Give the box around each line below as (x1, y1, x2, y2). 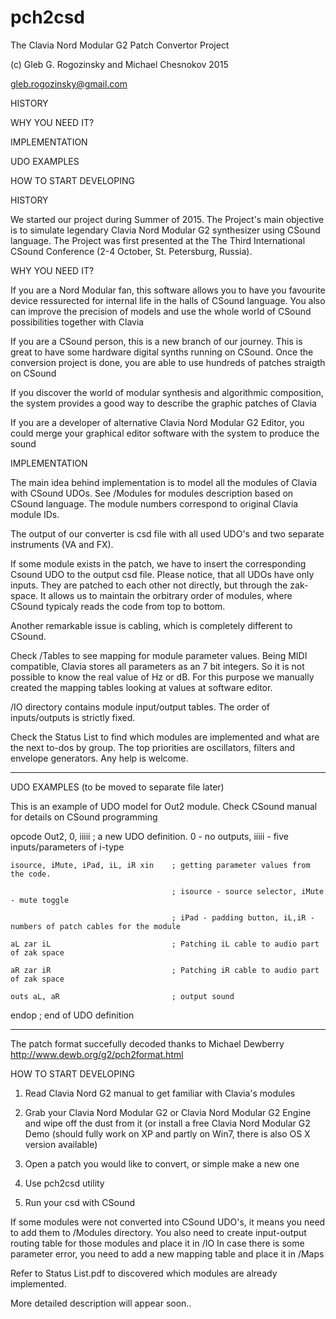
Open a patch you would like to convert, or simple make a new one (24, 1157, 300, 1170)
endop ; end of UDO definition (10, 1009, 135, 1021)
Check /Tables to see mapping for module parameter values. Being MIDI (10, 649, 308, 661)
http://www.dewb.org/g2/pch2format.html (10, 1048, 184, 1060)
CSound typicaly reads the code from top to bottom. (10, 600, 226, 612)
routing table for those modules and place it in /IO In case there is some (10, 1237, 305, 1249)
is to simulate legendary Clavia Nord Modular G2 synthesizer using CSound (10, 224, 321, 236)
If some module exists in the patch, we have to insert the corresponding (10, 557, 307, 570)
